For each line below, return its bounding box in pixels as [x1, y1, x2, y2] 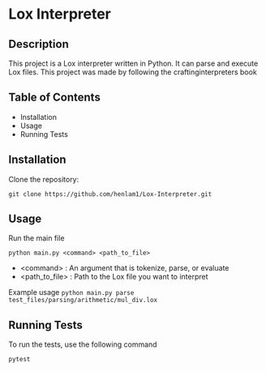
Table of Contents [8, 91, 101, 104]
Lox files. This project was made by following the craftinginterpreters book [8, 67, 257, 77]
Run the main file [8, 233, 65, 243]
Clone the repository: [8, 174, 79, 184]
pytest [8, 356, 31, 364]
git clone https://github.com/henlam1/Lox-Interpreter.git [8, 190, 212, 198]
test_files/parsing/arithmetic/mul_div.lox [8, 296, 158, 305]
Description [8, 37, 69, 51]
